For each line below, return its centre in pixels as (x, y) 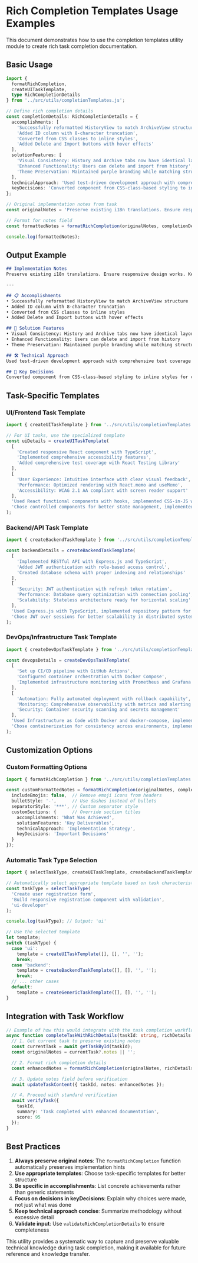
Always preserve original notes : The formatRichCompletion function (98, 1161)
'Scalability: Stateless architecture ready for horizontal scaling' (104, 600)
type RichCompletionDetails (46, 95)
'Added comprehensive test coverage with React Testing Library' (99, 463)
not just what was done (43, 1205)
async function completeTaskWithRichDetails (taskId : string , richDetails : (100, 1036)
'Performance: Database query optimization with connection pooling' (104, 595)
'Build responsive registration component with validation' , (88, 900)
